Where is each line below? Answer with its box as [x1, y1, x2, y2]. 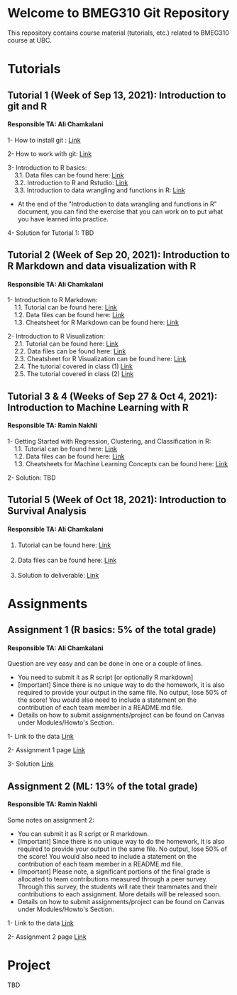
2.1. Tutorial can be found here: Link [13, 339, 118, 348]
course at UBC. [7, 35, 52, 44]
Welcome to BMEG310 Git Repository [7, 5, 230, 21]
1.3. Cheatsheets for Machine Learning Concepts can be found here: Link [13, 459, 228, 468]
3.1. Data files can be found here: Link [13, 170, 124, 179]
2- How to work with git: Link [7, 149, 92, 158]
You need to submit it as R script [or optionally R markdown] [17, 673, 194, 682]
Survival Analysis [7, 505, 87, 517]
